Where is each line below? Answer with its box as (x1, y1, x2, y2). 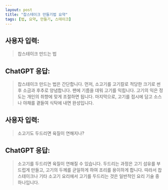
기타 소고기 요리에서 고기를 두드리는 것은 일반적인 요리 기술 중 (39, 173, 159, 179)
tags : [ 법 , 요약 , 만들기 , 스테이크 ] (5, 17, 71, 22)
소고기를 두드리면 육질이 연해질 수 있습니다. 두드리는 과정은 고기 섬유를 (17, 160, 155, 166)
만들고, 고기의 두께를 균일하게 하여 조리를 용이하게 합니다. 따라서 (31, 166, 157, 173)
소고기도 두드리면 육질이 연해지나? (17, 130, 84, 136)
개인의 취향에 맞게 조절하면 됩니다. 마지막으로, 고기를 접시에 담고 (27, 94, 153, 99)
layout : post (5, 7, 33, 13)
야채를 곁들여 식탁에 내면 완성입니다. (23, 100, 94, 106)
